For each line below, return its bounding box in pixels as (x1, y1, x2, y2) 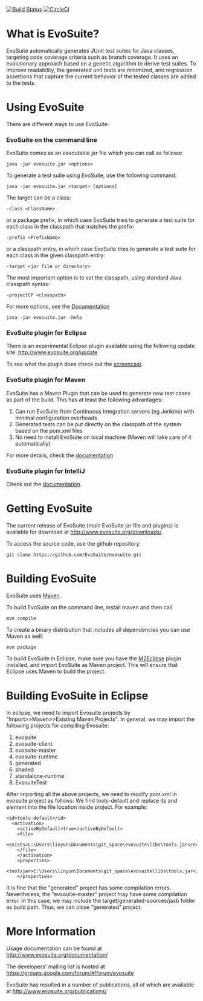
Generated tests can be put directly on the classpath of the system (14, 420, 182, 427)
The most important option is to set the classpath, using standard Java (6, 274, 182, 281)
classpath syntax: (6, 281, 50, 288)
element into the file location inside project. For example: (6, 803, 148, 811)
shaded (14, 766, 34, 773)
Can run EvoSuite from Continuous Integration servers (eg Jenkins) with (14, 407, 195, 415)
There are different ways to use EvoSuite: (6, 120, 109, 127)
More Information (6, 925, 96, 939)
